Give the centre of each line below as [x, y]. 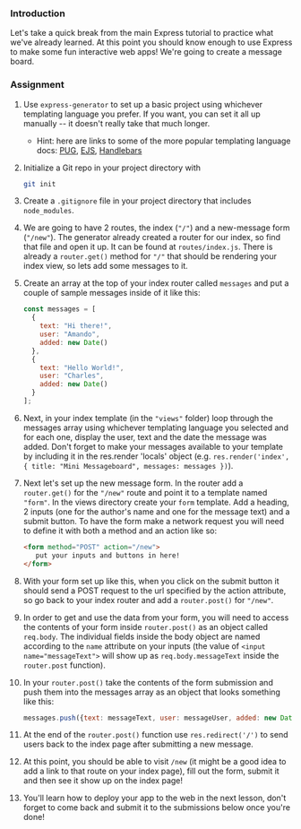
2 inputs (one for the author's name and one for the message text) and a [156, 511]
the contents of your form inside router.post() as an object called [145, 626]
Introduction [38, 13]
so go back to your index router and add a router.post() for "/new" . [148, 600]
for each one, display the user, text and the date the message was [145, 436]
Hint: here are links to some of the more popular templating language [163, 141]
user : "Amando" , [70, 334]
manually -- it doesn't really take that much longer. [116, 123]
